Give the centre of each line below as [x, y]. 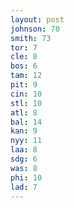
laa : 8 [24, 150]
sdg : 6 [24, 159]
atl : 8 [24, 112]
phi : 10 [26, 177]
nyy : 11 [26, 141]
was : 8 [24, 168]
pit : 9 [24, 85]
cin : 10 [26, 94]
